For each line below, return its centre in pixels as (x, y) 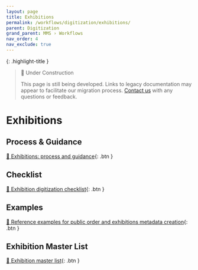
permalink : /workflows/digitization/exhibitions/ (69, 22)
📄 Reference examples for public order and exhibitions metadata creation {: (97, 222)
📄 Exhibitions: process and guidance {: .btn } (60, 156)
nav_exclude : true (29, 45)
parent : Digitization (33, 28)
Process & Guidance (44, 142)
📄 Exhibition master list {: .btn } (43, 261)
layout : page (22, 11)
